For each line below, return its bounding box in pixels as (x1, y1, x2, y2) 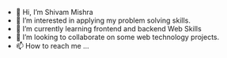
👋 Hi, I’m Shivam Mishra (15, 8, 93, 16)
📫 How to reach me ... (15, 42, 89, 50)
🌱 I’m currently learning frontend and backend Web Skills (15, 24, 202, 33)
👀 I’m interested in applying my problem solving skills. (15, 16, 191, 25)
